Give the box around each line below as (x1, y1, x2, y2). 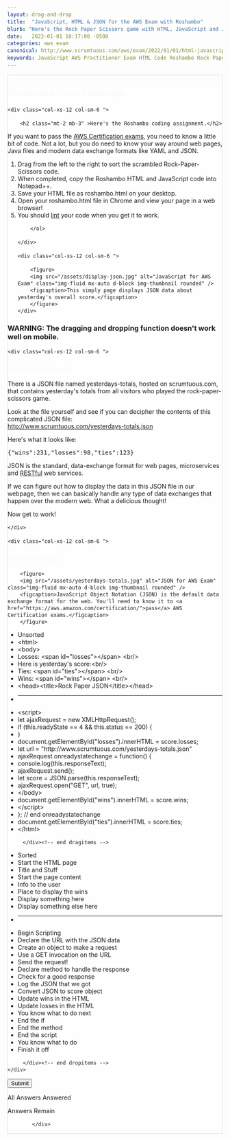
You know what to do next (17, 1009, 91, 1017)
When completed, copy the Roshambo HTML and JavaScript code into (17, 174, 217, 183)
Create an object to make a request (17, 943, 118, 951)
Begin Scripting (17, 929, 62, 937)
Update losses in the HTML (17, 1001, 94, 1010)
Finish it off (17, 1045, 49, 1054)
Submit (11, 1080, 29, 1087)
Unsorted (17, 630, 44, 638)
